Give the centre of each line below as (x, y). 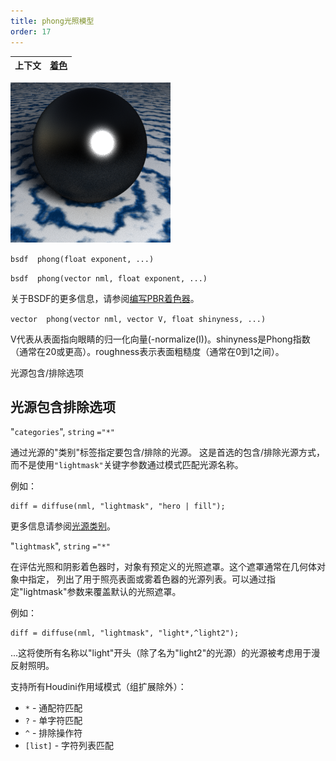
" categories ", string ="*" (62, 432)
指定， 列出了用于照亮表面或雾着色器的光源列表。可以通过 (147, 579)
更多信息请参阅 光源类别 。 (63, 526)
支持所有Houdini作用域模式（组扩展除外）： (98, 687)
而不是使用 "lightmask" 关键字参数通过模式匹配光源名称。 (127, 465)
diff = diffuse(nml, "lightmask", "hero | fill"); (118, 506)
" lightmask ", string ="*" (60, 546)
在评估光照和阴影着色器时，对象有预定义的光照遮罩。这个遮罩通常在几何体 (163, 567)
